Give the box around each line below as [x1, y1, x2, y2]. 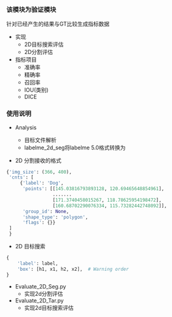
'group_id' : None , [22, 208, 69, 214]
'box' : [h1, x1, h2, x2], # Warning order [17, 266, 129, 272]
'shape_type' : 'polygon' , [22, 214, 88, 220]
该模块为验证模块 [6, 5, 57, 13]
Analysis [15, 123, 37, 131]
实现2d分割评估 [24, 290, 63, 297]
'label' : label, [17, 260, 59, 267]
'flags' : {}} [22, 220, 56, 226]
